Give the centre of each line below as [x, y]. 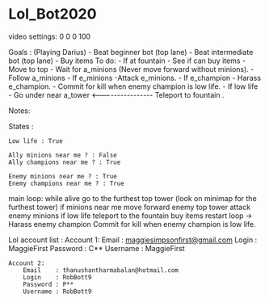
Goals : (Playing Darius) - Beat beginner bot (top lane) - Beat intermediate [131, 52]
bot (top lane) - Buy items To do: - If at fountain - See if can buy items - [127, 61]
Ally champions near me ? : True [65, 162]
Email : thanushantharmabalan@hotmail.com [101, 270]
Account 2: [27, 263]
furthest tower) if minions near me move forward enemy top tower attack [130, 207]
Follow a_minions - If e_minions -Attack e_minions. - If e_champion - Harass [134, 78]
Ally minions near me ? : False [63, 155]
